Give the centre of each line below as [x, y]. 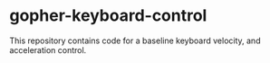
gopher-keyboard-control [108, 16]
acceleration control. [48, 49]
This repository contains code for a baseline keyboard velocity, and [135, 40]
